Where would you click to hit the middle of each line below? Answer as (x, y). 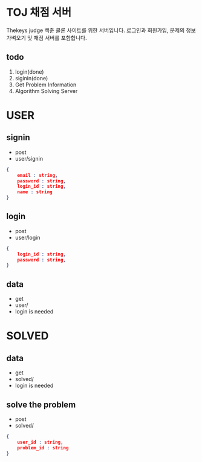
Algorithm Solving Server (46, 91)
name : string (35, 192)
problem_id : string (43, 448)
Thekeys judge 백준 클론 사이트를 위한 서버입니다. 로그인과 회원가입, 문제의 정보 (101, 30)
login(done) (29, 72)
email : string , (38, 175)
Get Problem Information (46, 85)
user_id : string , (40, 442)
